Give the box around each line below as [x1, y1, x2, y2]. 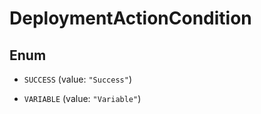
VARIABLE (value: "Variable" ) [23, 93, 142, 104]
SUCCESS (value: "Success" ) [23, 73, 132, 85]
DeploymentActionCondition [9, 7, 252, 30]
